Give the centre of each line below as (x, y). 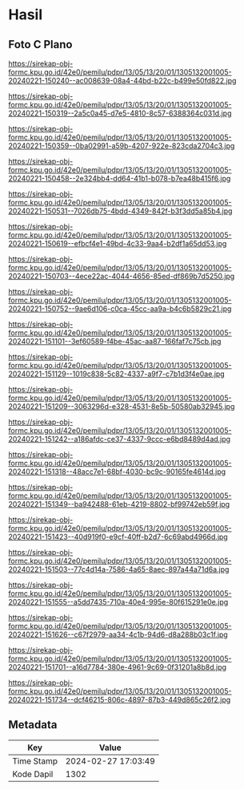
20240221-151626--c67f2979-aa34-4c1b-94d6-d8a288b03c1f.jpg (118, 634)
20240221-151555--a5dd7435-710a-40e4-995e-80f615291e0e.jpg (118, 602)
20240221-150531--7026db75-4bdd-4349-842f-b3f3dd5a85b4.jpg (120, 211)
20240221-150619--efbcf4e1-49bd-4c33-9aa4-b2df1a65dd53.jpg (118, 243)
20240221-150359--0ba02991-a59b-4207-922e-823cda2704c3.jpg (122, 146)
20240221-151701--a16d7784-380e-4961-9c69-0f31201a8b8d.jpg (117, 667)
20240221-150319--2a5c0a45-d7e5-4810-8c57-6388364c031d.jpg (120, 113)
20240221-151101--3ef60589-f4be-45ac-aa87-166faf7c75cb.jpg (115, 341)
